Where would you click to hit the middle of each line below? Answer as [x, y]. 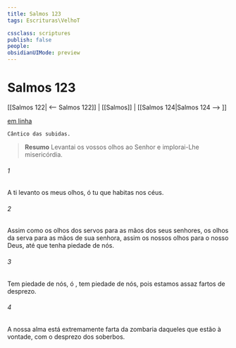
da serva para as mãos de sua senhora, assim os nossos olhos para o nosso [118, 238]
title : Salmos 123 [34, 14]
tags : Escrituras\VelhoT [44, 20]
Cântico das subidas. [39, 134]
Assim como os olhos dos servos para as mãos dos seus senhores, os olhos [118, 231]
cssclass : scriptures [39, 33]
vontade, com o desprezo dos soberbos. [66, 337]
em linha [20, 121]
